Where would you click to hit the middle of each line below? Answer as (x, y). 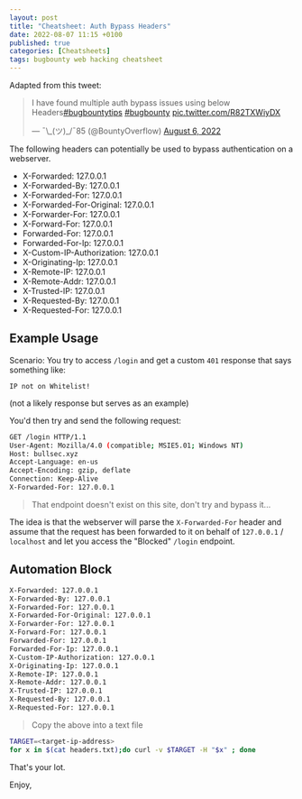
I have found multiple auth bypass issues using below (131, 103)
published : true (40, 43)
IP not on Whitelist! (50, 386)
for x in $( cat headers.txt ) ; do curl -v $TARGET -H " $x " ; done (133, 749)
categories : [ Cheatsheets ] (60, 51)
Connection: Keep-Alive (54, 479)
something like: (37, 370)
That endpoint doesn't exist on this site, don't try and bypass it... (151, 504)
